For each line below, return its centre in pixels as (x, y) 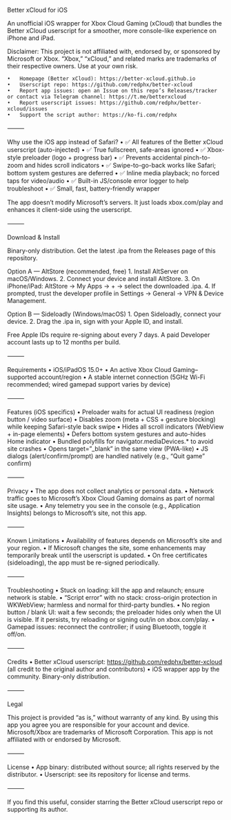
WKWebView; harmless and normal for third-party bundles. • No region (109, 605)
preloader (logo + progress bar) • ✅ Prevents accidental (102, 157)
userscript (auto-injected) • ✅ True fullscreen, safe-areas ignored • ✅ (107, 150)
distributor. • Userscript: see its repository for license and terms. (99, 774)
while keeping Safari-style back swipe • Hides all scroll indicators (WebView (115, 427)
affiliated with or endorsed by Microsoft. (64, 739)
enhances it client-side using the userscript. (70, 209)
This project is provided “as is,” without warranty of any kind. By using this (113, 717)
